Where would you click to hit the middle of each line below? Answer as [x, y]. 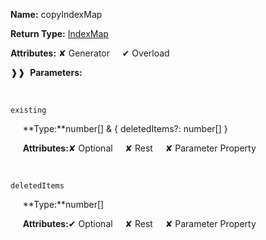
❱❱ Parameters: [46, 72]
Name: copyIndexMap [56, 14]
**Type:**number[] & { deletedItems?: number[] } [125, 128]
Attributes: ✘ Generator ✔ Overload [90, 53]
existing [28, 110]
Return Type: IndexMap [59, 33]
